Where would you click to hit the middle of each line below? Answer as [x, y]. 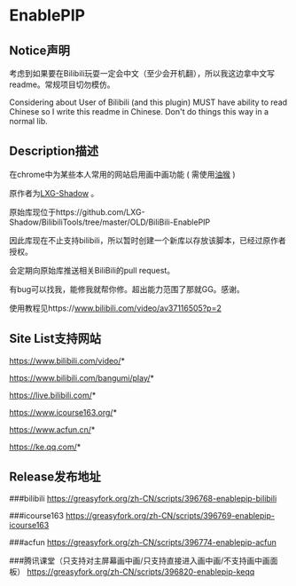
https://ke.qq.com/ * [45, 447]
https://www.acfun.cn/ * [52, 429]
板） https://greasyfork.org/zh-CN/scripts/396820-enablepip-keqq [132, 572]
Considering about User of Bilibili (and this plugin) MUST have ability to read [148, 102]
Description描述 [54, 151]
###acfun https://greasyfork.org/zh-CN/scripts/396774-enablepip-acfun [143, 542]
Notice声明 [40, 50]
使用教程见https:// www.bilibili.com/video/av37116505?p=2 [115, 308]
